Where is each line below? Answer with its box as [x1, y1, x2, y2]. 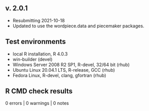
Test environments [5, 37, 66, 46]
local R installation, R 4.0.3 [12, 50, 68, 57]
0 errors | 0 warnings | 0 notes [5, 100, 69, 106]
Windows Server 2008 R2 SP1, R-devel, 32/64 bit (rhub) [12, 62, 130, 68]
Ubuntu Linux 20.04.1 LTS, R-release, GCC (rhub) [12, 67, 115, 73]
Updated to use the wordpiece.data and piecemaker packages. [12, 23, 144, 29]
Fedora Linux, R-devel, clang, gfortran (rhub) [12, 72, 106, 78]
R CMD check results [5, 87, 73, 95]
